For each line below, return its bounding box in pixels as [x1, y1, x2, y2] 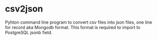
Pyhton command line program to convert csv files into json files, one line [5, 19, 152, 25]
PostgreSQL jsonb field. [5, 29, 52, 35]
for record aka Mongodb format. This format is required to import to [5, 24, 141, 30]
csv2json [5, 3, 43, 14]
